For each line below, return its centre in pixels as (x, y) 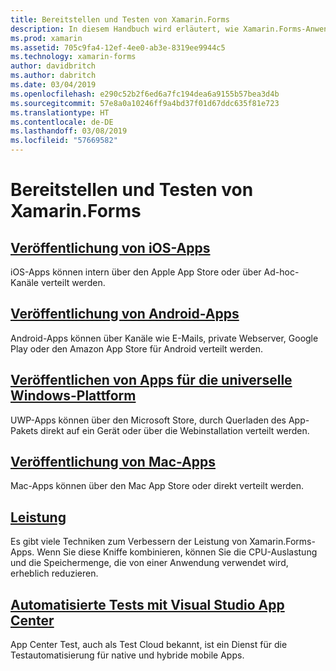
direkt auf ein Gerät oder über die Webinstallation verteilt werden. (175, 430)
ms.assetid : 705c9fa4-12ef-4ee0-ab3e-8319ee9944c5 (118, 47)
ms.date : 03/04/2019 (53, 85)
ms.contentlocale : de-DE (62, 122)
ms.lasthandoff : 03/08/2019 (69, 131)
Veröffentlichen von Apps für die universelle (151, 380)
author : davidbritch (53, 66)
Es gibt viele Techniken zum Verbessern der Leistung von (129, 542)
